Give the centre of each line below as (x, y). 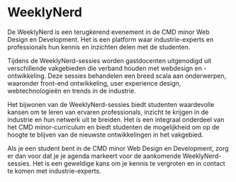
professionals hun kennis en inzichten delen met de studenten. (99, 47)
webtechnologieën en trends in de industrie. (72, 91)
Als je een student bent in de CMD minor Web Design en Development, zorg (118, 148)
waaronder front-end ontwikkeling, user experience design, (94, 83)
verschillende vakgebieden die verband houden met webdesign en (105, 68)
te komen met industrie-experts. (54, 171)
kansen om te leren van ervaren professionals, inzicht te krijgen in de (108, 112)
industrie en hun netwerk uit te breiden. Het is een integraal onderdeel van (116, 119)
